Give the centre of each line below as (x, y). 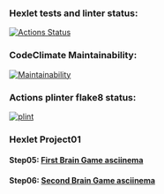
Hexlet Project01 (45, 139)
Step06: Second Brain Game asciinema (82, 180)
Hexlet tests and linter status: (74, 13)
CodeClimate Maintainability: (73, 56)
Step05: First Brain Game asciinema (76, 160)
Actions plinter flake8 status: (73, 97)
